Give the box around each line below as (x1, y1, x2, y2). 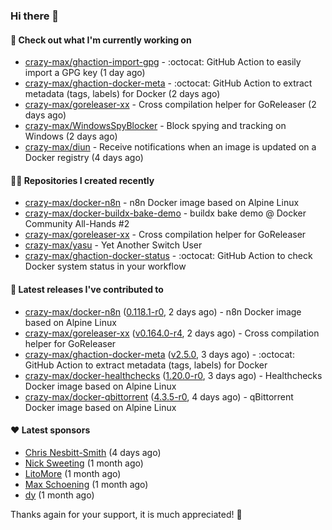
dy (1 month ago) (24, 489, 95, 501)
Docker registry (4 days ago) (24, 152, 144, 164)
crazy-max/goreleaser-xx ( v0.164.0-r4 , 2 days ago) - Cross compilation (24, 327, 320, 339)
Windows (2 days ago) (24, 130, 118, 143)
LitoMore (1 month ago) (24, 467, 122, 479)
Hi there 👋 (10, 9, 60, 23)
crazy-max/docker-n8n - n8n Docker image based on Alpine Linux (24, 197, 300, 209)
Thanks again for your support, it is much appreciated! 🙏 (10, 508, 243, 520)
